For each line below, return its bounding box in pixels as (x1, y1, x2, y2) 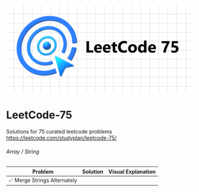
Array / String (6, 148, 40, 155)
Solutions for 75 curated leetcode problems (6, 128, 112, 136)
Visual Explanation (108, 168, 156, 175)
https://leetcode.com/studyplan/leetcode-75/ (6, 134, 117, 141)
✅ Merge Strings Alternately (8, 177, 77, 184)
